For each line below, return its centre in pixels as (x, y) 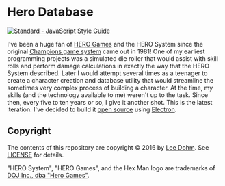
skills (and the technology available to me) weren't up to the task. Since (108, 95)
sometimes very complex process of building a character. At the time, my (110, 88)
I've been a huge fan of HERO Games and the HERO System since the (105, 44)
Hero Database (50, 12)
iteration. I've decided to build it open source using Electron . (92, 109)
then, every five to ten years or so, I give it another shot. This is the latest (110, 102)
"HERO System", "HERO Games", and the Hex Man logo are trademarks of (111, 168)
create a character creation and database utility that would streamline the (110, 80)
